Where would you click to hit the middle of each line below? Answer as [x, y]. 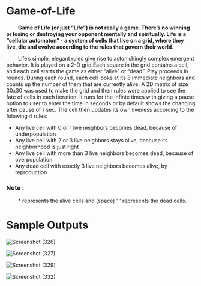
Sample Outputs [47, 225]
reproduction [31, 172]
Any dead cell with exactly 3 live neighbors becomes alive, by [91, 166]
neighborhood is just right [47, 147]
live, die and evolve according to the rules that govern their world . [90, 47]
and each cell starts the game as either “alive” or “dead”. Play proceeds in [97, 71]
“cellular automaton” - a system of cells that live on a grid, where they [95, 40]
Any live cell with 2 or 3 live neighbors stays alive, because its [91, 140]
